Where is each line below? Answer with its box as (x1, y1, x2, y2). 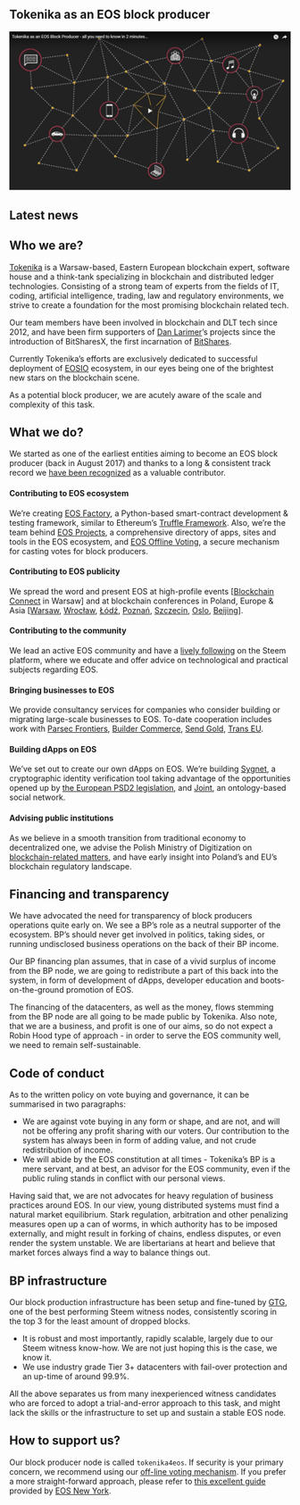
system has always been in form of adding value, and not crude (21, 1135, 257, 1146)
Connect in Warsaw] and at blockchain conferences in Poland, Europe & (9, 595, 274, 606)
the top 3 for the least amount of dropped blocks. (9, 1316, 191, 1326)
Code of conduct (9, 1066, 105, 1081)
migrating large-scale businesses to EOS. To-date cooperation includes (9, 714, 272, 725)
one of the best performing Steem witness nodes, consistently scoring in (9, 1306, 278, 1317)
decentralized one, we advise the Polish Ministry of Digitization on (9, 842, 253, 852)
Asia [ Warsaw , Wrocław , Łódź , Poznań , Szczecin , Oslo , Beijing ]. (9, 604, 244, 615)
